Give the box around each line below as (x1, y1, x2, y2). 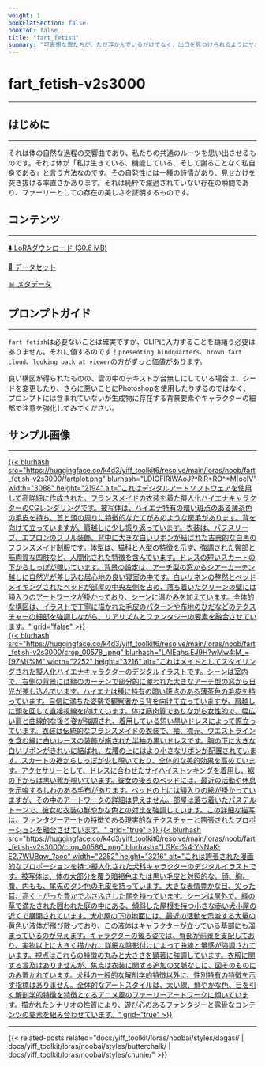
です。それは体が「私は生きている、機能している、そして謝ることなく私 (14, 157, 249, 167)
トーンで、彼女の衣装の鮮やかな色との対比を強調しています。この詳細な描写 (8, 805, 256, 815)
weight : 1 (8, 11, 41, 20)
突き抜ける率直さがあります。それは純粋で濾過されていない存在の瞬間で (8, 177, 243, 187)
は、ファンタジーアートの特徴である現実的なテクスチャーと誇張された (8, 815, 235, 825)
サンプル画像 (8, 428, 71, 441)
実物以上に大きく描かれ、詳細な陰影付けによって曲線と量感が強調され (21, 940, 250, 950)
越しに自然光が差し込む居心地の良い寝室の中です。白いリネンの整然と (8, 573, 236, 582)
